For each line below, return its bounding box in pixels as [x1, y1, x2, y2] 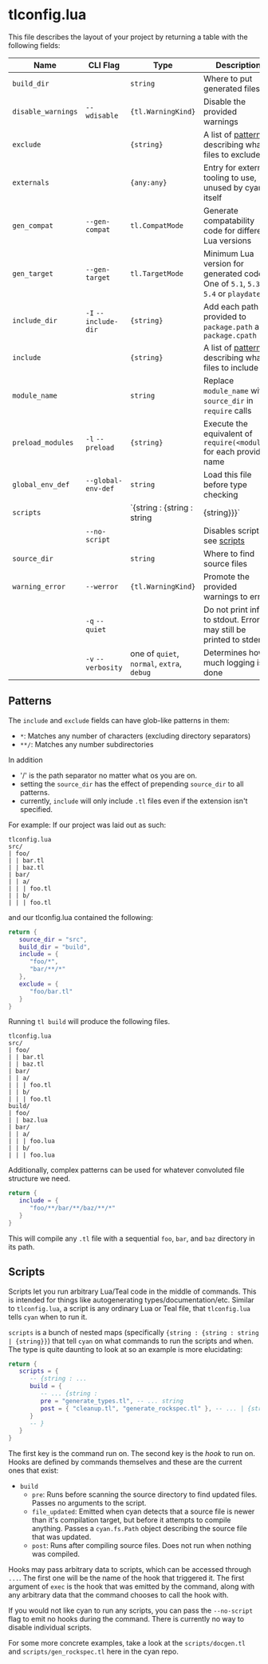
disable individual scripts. [8, 1622, 92, 1633]
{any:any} [130, 178, 167, 187]
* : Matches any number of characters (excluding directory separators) [19, 730, 251, 741]
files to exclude [203, 149, 261, 160]
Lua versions [203, 234, 252, 246]
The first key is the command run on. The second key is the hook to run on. [8, 1449, 255, 1458]
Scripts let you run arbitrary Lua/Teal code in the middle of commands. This [8, 1286, 257, 1296]
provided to [203, 310, 247, 322]
